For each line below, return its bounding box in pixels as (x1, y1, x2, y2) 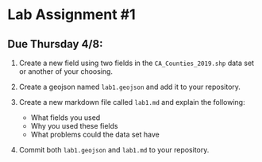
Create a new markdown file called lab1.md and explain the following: (18, 98, 245, 106)
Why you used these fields (30, 121, 118, 130)
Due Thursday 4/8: (7, 37, 103, 51)
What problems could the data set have (30, 129, 160, 139)
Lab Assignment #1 (7, 6, 136, 24)
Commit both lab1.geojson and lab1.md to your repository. (18, 145, 210, 154)
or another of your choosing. (18, 67, 113, 76)
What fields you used (30, 113, 101, 122)
